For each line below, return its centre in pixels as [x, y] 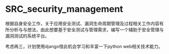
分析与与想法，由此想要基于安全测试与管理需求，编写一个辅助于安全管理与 [87, 29]
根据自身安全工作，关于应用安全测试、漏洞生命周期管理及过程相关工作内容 [82, 23]
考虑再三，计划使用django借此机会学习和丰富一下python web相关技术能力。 [84, 46]
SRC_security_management [64, 9]
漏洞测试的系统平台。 [27, 36]
